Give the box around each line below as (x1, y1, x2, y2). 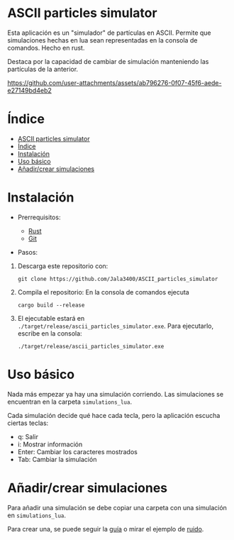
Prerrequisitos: (17, 213, 61, 221)
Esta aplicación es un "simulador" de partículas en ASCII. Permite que (7, 28, 211, 37)
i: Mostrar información (17, 440, 83, 448)
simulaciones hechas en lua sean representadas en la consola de (7, 35, 198, 44)
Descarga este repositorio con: (17, 261, 108, 270)
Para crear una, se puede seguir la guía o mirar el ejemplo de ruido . (7, 524, 204, 533)
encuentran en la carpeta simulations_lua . (7, 397, 133, 406)
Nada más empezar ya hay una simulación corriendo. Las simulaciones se (7, 390, 224, 398)
